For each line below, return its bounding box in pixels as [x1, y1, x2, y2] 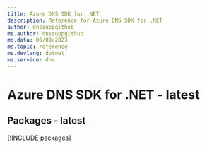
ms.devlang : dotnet [7, 50, 65, 57]
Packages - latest [7, 114, 86, 127]
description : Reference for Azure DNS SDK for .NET [7, 17, 162, 24]
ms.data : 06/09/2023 [7, 37, 69, 44]
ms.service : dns [7, 56, 55, 64]
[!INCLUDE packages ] [7, 133, 71, 142]
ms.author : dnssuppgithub [7, 30, 83, 37]
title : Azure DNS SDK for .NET [7, 10, 100, 18]
